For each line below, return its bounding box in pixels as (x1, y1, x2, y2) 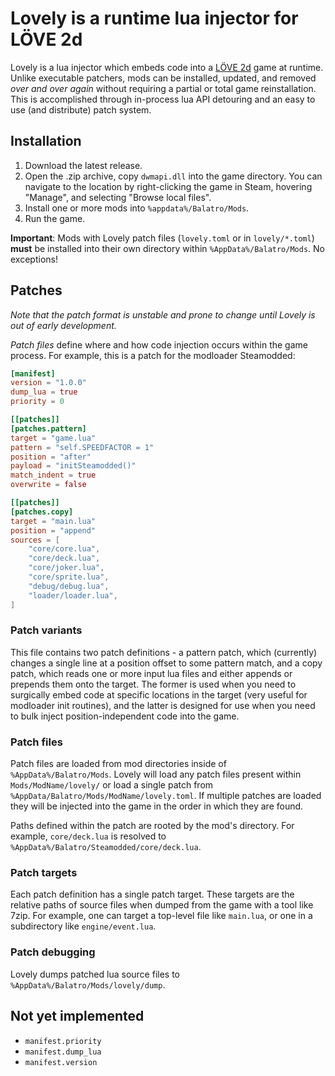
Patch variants (10, 623, 83, 637)
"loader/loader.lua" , (28, 590, 118, 601)
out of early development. (10, 319, 117, 331)
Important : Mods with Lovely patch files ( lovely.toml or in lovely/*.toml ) (10, 232, 315, 244)
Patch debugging (10, 945, 96, 959)
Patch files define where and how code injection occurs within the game (10, 338, 308, 351)
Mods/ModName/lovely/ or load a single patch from (10, 779, 214, 791)
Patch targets (10, 866, 78, 880)
